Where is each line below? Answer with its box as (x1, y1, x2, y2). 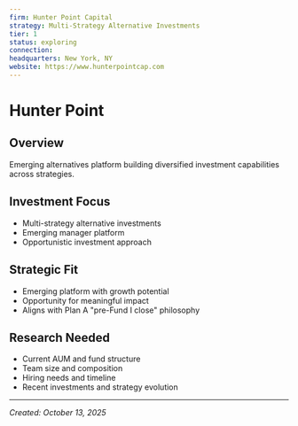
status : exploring (9, 37, 77, 47)
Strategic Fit (9, 262, 78, 277)
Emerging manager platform (21, 227, 125, 237)
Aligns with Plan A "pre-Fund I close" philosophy (21, 305, 200, 315)
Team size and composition (21, 363, 123, 374)
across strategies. (9, 168, 75, 179)
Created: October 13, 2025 (9, 407, 106, 418)
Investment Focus (9, 194, 111, 209)
